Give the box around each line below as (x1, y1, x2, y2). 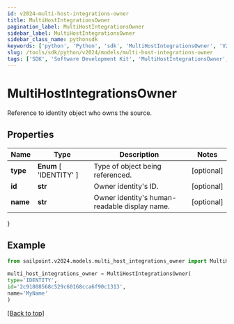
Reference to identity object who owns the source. (7, 109, 152, 117)
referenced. (93, 170, 132, 180)
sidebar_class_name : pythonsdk (7, 36, 98, 43)
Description (119, 149, 159, 159)
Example (7, 239, 46, 251)
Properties (7, 129, 54, 141)
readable (93, 201, 123, 211)
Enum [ (37, 161, 62, 171)
